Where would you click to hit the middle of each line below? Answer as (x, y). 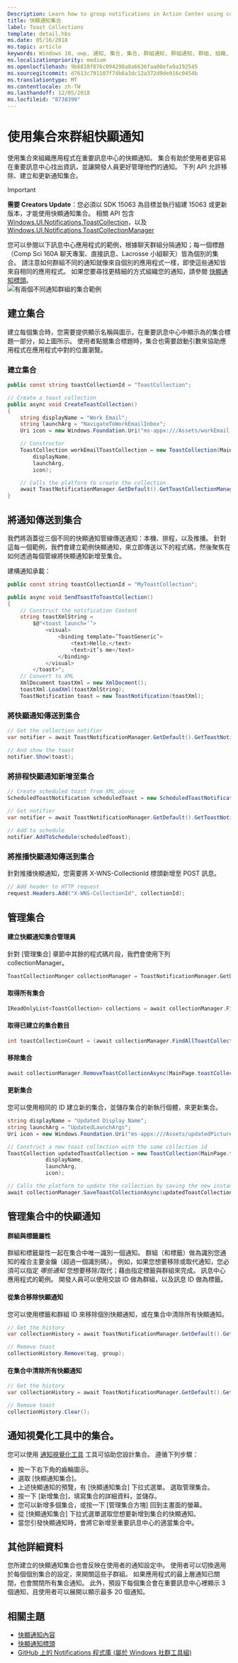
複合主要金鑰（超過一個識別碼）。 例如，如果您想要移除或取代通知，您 (121, 1262)
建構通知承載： (29, 571)
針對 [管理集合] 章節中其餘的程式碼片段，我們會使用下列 (89, 954)
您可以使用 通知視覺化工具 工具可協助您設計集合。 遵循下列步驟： (103, 1454)
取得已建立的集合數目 (38, 1025)
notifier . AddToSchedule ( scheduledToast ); (69, 838)
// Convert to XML (47, 677)
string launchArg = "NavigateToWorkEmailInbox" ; (93, 424)
